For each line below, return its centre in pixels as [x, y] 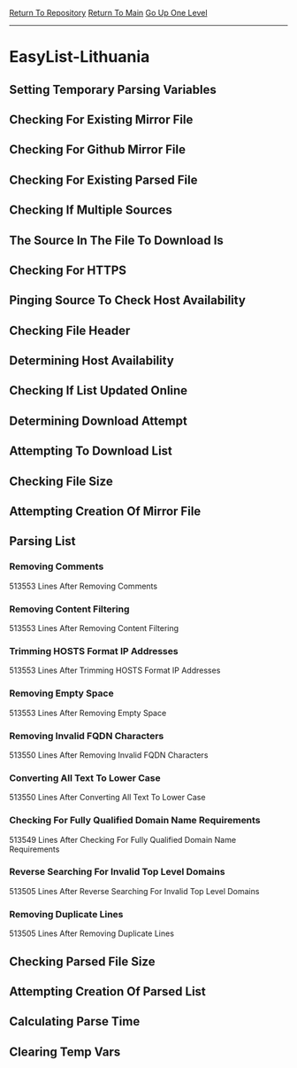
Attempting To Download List [91, 451]
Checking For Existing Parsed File [103, 179]
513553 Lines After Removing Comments [83, 586]
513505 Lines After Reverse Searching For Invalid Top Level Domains [134, 891]
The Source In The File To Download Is [116, 240]
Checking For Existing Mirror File [101, 119]
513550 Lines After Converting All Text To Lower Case [107, 798]
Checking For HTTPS [68, 270]
